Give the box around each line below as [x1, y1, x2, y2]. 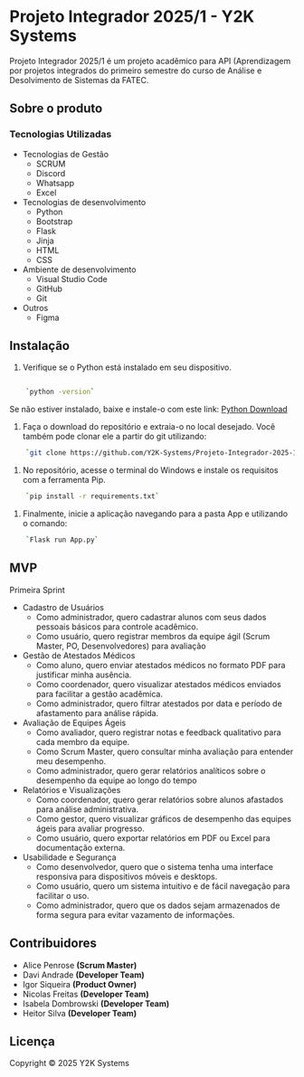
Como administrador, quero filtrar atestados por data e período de [35, 698, 282, 709]
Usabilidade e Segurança [22, 852, 117, 863]
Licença [9, 1034, 56, 1049]
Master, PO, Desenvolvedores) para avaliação [35, 640, 206, 651]
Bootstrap [35, 215, 73, 227]
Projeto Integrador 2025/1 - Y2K [9, 6, 255, 27]
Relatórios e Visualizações [22, 784, 121, 795]
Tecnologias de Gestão [22, 148, 109, 159]
